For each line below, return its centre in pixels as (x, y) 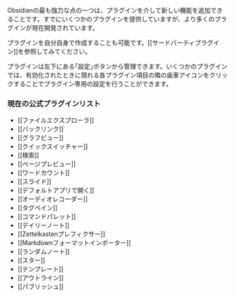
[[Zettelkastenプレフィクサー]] (61, 234)
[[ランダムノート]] (43, 251)
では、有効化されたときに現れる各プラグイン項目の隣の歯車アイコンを (109, 75)
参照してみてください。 (58, 51)
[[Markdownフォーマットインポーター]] (74, 243)
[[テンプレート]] (40, 269)
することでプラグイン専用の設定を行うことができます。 (93, 84)
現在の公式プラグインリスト (54, 104)
